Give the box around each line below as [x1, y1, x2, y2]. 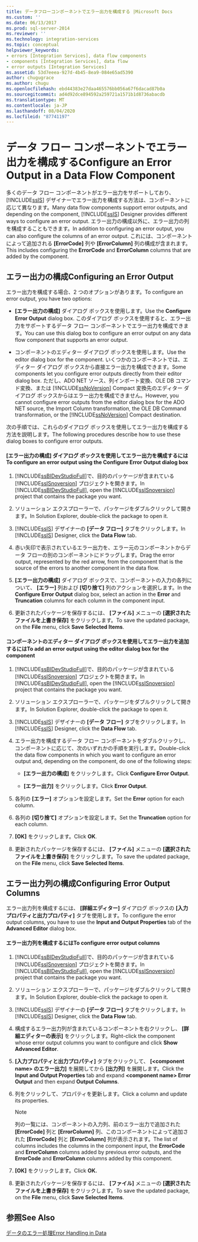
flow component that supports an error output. [14, 336, 128, 343]
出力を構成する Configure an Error [6, 155, 172, 169]
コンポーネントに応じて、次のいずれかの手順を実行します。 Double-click [14, 745, 190, 752]
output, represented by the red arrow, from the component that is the [14, 558, 183, 566]
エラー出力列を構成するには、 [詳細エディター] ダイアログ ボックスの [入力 [6, 904, 189, 911]
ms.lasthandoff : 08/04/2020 [6, 108, 76, 114]
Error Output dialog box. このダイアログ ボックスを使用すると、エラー [14, 315, 186, 322]
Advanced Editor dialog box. [6, 925, 77, 932]
